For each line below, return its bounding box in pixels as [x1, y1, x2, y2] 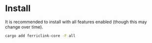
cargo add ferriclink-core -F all [5, 33, 76, 38]
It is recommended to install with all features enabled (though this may [5, 19, 147, 25]
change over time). [5, 24, 43, 29]
